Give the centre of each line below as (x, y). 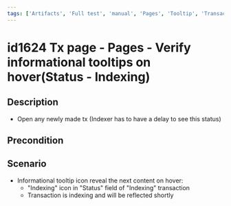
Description (33, 102)
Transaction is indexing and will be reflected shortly (100, 195)
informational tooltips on (79, 62)
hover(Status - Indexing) (79, 77)
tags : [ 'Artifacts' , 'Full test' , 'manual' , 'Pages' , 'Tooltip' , (103, 13)
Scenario (27, 164)
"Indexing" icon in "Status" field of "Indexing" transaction (109, 187)
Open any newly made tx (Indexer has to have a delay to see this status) (119, 119)
